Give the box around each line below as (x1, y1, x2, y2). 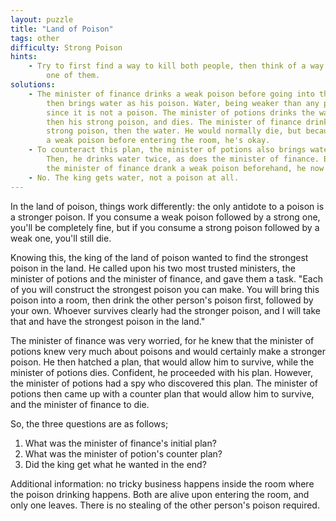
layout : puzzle (10, 14, 74, 25)
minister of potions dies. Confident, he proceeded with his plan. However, (10, 366, 313, 378)
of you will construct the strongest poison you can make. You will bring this (10, 283, 320, 295)
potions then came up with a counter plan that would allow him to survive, (10, 387, 315, 400)
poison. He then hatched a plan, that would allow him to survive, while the (10, 356, 315, 368)
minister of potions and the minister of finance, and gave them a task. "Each (10, 272, 323, 285)
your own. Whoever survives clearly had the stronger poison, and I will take (10, 304, 322, 316)
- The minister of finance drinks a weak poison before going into (28, 89, 315, 99)
